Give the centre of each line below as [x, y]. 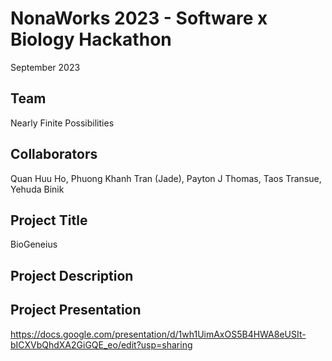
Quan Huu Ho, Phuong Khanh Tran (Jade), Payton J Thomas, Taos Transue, [166, 178]
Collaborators [54, 154]
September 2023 [45, 67]
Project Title [49, 220]
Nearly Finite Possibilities [62, 123]
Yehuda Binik [37, 189]
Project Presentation [76, 310]
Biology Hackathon [91, 39]
